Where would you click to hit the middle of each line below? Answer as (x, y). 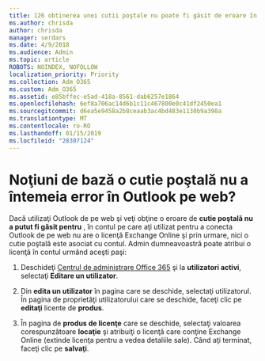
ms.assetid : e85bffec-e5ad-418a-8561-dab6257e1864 (94, 97)
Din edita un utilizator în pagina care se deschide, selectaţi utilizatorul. (136, 291)
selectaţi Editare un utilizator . (69, 276)
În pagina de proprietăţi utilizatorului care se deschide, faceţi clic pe (131, 300)
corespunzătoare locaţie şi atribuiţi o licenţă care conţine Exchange (131, 332)
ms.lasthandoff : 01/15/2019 (55, 133)
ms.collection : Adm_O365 (50, 82)
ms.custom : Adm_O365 (43, 89)
